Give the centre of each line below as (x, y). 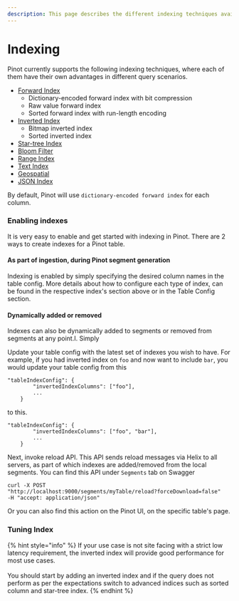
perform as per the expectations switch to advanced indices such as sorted (118, 583)
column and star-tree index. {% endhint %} (70, 590)
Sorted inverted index (60, 135)
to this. (17, 412)
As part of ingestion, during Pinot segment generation (89, 260)
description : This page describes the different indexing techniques (113, 14)
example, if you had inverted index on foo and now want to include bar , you (118, 360)
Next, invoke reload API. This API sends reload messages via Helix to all (112, 457)
